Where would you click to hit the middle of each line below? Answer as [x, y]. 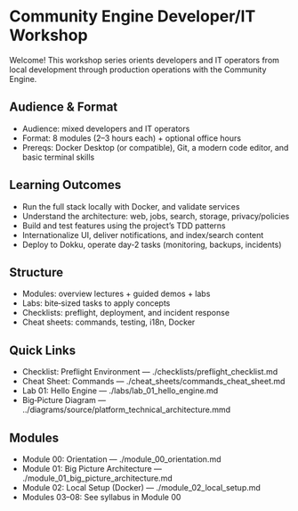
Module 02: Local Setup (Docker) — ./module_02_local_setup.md [141, 487]
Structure [36, 272]
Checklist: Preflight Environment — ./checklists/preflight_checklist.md [150, 372]
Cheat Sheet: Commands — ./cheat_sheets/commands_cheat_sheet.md [153, 382]
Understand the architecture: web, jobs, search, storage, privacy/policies [156, 216]
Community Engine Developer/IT [133, 16]
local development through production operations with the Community [138, 70]
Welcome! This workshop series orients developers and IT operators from [145, 60]
